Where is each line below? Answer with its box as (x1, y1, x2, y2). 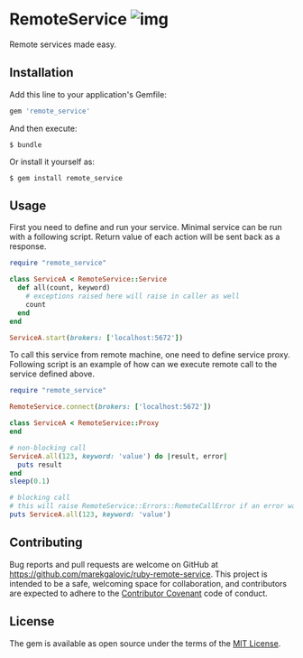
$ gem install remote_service (9, 173, 124, 182)
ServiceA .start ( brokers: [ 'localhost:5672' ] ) (9, 333, 183, 342)
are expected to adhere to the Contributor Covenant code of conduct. (9, 588, 268, 598)
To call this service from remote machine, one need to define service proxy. (9, 349, 290, 360)
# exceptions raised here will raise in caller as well (25, 292, 241, 301)
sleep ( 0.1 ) (9, 477, 50, 487)
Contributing (9, 535, 83, 551)
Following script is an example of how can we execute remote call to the (9, 359, 278, 370)
